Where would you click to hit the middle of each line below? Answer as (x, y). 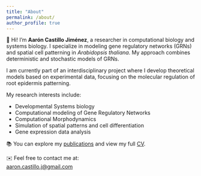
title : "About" (25, 12)
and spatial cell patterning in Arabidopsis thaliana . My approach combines (98, 53)
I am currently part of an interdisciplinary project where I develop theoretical (100, 71)
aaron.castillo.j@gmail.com (40, 167)
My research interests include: (44, 95)
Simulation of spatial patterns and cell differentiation (79, 126)
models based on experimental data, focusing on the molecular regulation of (100, 77)
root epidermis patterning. (38, 83)
